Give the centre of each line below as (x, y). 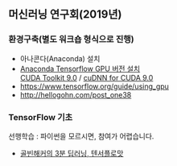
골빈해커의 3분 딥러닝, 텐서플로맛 (72, 153)
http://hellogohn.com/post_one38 (76, 94)
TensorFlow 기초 (41, 117)
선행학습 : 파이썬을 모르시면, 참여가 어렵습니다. (81, 136)
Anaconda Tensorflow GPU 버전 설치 (80, 68)
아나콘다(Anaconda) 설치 (60, 58)
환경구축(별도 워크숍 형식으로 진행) (71, 39)
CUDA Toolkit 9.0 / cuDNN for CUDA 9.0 (86, 77)
